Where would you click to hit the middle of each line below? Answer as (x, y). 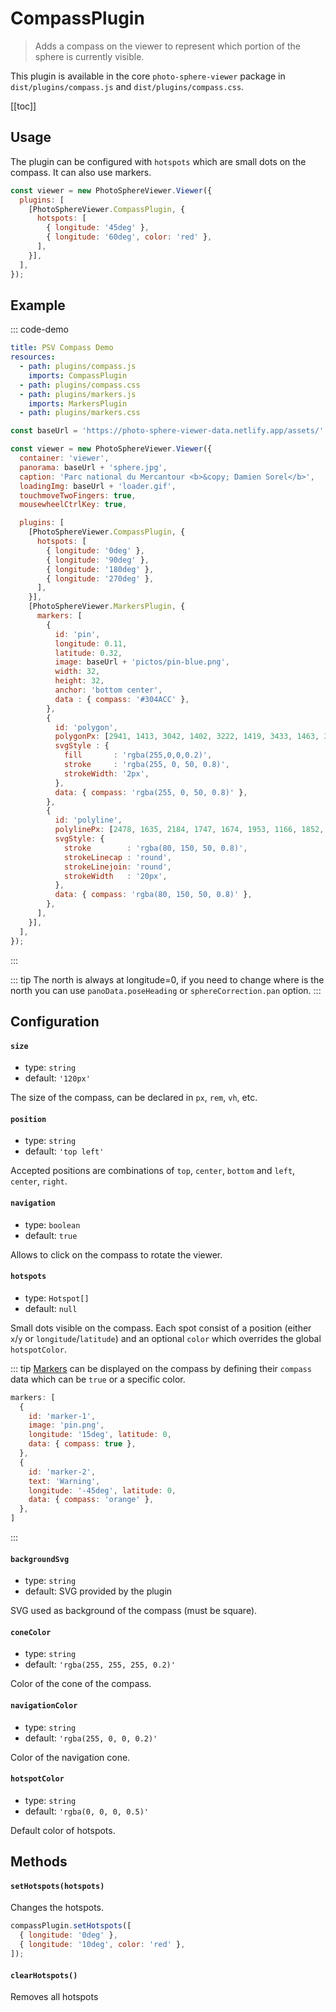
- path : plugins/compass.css (80, 385)
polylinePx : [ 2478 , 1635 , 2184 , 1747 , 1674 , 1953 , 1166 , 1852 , (189, 830)
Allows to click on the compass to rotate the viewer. (116, 1254)
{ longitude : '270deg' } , (100, 578)
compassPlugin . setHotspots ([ (71, 1926)
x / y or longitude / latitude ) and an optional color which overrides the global (166, 1338)
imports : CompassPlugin (78, 375)
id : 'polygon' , (86, 727)
